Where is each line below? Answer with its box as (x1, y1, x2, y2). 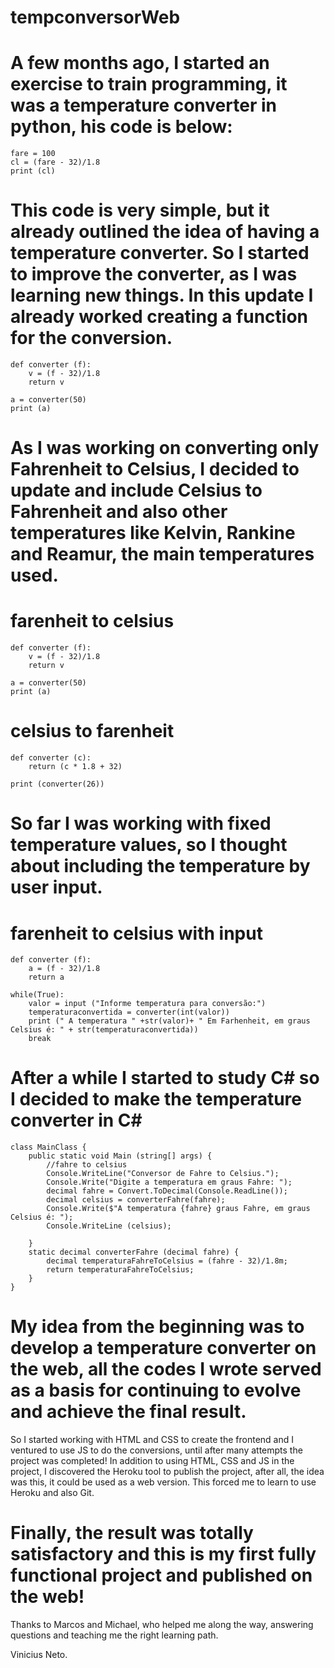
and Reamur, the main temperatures (10, 543, 315, 566)
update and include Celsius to (10, 479, 263, 502)
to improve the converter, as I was (10, 263, 298, 286)
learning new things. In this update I (10, 284, 314, 307)
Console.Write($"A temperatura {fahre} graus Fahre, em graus (46, 1204, 311, 1214)
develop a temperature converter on (10, 1337, 317, 1360)
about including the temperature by (10, 855, 311, 878)
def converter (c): (10, 753, 92, 763)
